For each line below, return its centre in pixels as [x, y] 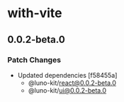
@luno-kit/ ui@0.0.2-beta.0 [67, 90]
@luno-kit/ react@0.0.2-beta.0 [72, 83]
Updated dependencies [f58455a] [67, 75]
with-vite [35, 13]
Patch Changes [34, 60]
